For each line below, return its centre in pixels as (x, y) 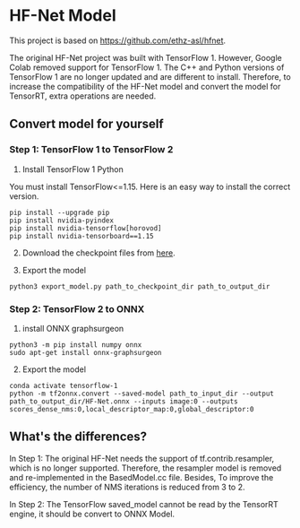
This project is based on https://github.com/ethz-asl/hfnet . (118, 40)
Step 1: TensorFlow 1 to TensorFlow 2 (91, 150)
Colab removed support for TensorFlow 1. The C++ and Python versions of (147, 67)
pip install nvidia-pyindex (62, 221)
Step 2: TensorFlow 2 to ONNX (77, 308)
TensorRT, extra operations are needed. (83, 96)
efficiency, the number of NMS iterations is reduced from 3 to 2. (127, 487)
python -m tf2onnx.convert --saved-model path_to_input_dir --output (142, 394)
